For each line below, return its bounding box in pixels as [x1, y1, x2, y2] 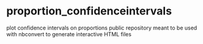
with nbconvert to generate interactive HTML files [6, 30, 131, 37]
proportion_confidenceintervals [6, 4, 172, 18]
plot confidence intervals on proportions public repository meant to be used [6, 24, 197, 31]
